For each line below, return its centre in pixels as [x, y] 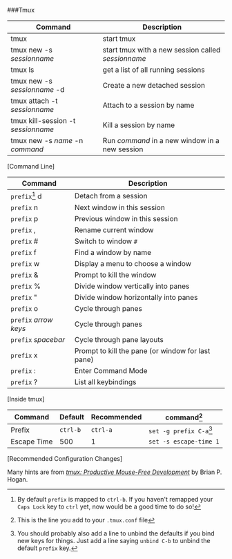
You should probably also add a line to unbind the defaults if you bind [116, 533]
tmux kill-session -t [43, 121]
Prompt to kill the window [116, 275]
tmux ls [22, 70]
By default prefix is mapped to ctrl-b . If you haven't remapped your [115, 499]
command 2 [184, 417]
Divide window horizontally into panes [136, 298]
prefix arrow [32, 320]
